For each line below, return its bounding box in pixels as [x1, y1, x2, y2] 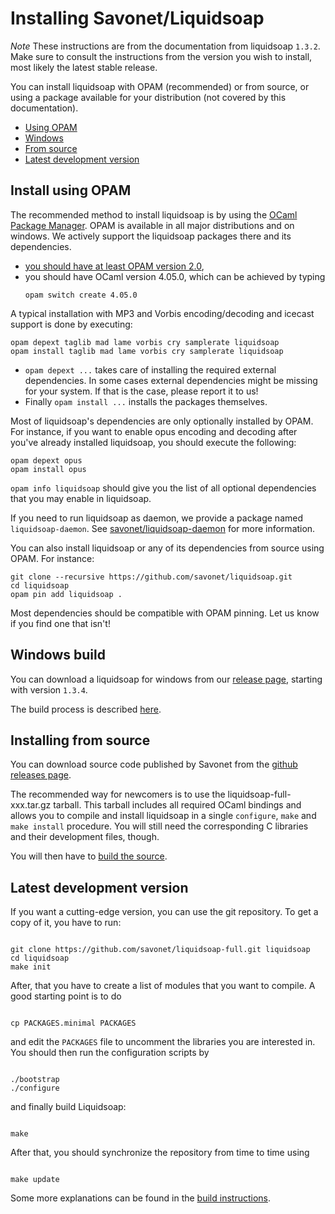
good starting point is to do [10, 990, 122, 1002]
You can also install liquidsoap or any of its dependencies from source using [10, 542, 325, 554]
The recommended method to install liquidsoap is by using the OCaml [10, 208, 298, 221]
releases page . [10, 769, 72, 781]
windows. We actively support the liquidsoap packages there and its [10, 230, 292, 242]
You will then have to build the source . [10, 850, 168, 862]
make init [10, 962, 52, 972]
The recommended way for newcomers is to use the [10, 788, 226, 801]
